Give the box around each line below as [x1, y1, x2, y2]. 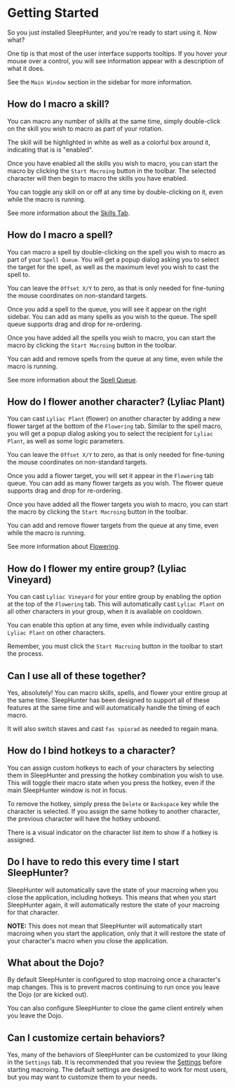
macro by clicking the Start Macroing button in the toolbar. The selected [7, 167, 216, 175]
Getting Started [7, 5, 100, 21]
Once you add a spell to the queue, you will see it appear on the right [7, 304, 207, 313]
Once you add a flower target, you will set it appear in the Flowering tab [7, 472, 214, 480]
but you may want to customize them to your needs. [7, 1073, 158, 1082]
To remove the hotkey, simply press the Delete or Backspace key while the [7, 799, 220, 808]
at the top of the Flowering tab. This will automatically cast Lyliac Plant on [7, 600, 224, 609]
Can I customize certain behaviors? [7, 1032, 166, 1044]
